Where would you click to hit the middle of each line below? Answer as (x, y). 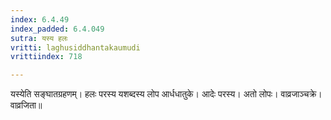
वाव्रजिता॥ (26, 105)
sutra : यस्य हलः (39, 38)
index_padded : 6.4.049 (57, 29)
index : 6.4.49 (40, 19)
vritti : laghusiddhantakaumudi (75, 47)
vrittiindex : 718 (46, 57)
